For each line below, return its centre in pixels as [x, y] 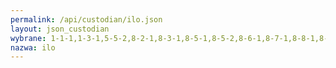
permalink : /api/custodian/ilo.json [86, 19]
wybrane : [28, 38]
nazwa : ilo [33, 47]
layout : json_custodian [60, 29]
